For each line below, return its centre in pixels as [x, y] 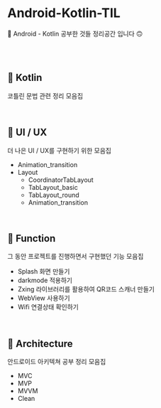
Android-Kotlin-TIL [64, 13]
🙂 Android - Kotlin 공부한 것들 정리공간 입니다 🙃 [75, 33]
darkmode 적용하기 [45, 280]
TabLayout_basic [53, 187]
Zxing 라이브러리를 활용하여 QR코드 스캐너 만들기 [86, 289]
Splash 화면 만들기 [44, 272]
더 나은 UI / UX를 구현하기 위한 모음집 [60, 150]
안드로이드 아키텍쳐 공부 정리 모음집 [57, 362]
